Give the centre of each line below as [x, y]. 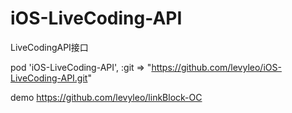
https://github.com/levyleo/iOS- [216, 67]
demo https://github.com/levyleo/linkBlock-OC [106, 97]
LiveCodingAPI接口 [49, 47]
